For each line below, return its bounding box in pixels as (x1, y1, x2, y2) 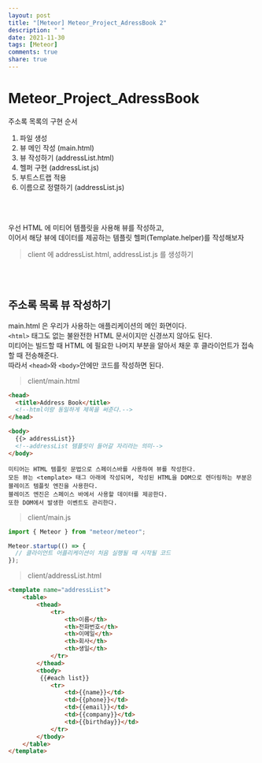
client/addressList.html (27, 571, 102, 580)
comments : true (8, 48, 58, 56)
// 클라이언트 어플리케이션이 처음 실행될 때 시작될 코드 (15, 549, 172, 557)
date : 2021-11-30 (8, 33, 65, 42)
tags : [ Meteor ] (8, 41, 58, 49)
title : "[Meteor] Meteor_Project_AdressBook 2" (8, 19, 168, 27)
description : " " (8, 26, 65, 34)
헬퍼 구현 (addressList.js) (19, 162, 100, 172)
